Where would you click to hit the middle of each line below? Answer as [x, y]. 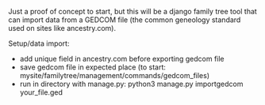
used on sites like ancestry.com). [62, 28]
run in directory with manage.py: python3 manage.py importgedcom [131, 84]
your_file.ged [41, 92]
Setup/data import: [39, 43]
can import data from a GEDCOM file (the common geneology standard [125, 20]
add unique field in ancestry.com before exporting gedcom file [122, 59]
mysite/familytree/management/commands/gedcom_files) [115, 75]
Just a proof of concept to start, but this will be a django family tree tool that [133, 11]
